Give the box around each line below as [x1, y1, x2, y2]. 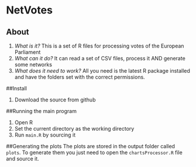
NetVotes [6, 4, 53, 17]
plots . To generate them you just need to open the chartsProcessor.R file [6, 149, 183, 156]
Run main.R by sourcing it [14, 131, 76, 138]
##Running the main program [6, 108, 77, 114]
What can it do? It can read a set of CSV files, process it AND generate [14, 55, 185, 62]
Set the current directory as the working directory [14, 125, 135, 132]
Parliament [14, 49, 41, 56]
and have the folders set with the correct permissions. [14, 74, 145, 80]
